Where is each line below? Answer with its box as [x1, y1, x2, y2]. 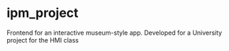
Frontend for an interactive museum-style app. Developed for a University [6, 28, 223, 37]
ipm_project [6, 5, 79, 21]
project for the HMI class [6, 35, 79, 44]
